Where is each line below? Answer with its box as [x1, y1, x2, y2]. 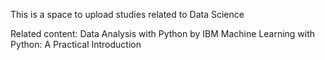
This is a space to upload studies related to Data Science [10, 9, 245, 20]
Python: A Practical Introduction [10, 39, 142, 50]
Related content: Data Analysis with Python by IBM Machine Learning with [10, 28, 316, 39]
